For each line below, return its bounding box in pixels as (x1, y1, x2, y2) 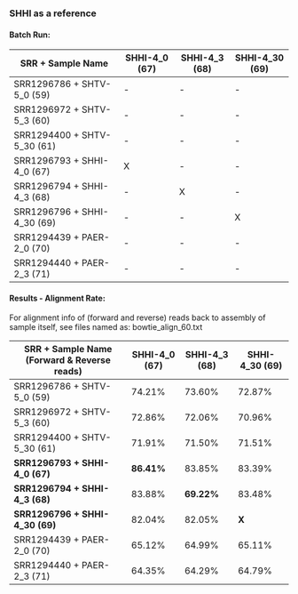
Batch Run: (9, 29, 51, 40)
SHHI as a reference (9, 7, 98, 20)
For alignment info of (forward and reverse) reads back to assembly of (9, 312, 266, 323)
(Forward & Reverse (25, 354, 111, 366)
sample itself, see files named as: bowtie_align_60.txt (9, 322, 203, 333)
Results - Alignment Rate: (9, 293, 106, 303)
